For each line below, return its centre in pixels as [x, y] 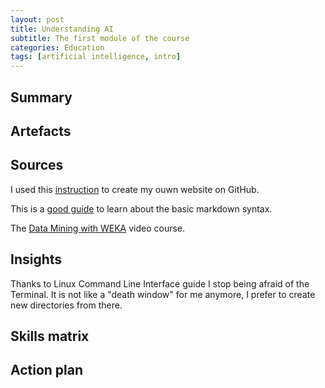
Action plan [47, 370]
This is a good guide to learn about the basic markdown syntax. [141, 208]
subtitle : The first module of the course [100, 38]
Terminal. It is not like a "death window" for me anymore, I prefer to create [163, 294]
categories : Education [57, 47]
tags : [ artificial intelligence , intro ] [96, 57]
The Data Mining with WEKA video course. [98, 228]
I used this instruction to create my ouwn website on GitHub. [135, 189]
